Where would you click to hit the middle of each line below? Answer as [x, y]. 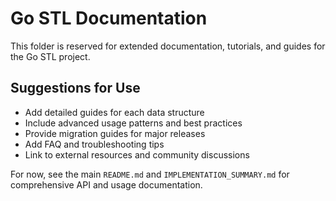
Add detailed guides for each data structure [114, 112]
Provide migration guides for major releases [115, 133]
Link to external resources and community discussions [137, 154]
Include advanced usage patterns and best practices [133, 123]
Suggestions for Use [75, 88]
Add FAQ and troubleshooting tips [94, 144]
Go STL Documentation [109, 18]
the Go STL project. [50, 56]
